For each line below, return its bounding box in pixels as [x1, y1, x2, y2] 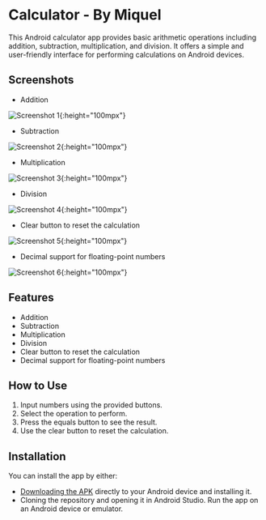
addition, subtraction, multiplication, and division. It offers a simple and [8, 40, 244, 50]
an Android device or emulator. [19, 504, 124, 514]
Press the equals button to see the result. [19, 417, 158, 427]
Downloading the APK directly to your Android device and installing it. [19, 487, 252, 497]
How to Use [8, 378, 68, 392]
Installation [8, 450, 66, 463]
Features [8, 291, 54, 305]
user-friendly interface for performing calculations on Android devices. [8, 49, 245, 59]
